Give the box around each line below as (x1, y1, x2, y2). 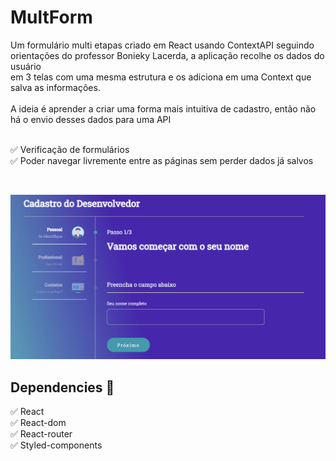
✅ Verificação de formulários (10, 143, 130, 155)
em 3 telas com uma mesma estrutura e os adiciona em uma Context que (10, 71, 312, 83)
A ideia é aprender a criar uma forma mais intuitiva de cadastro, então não (10, 102, 317, 115)
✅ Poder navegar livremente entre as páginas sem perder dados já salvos (10, 154, 314, 166)
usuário (10, 60, 42, 72)
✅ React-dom (10, 417, 67, 429)
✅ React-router (10, 428, 73, 440)
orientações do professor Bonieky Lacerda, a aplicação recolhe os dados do (10, 49, 325, 61)
